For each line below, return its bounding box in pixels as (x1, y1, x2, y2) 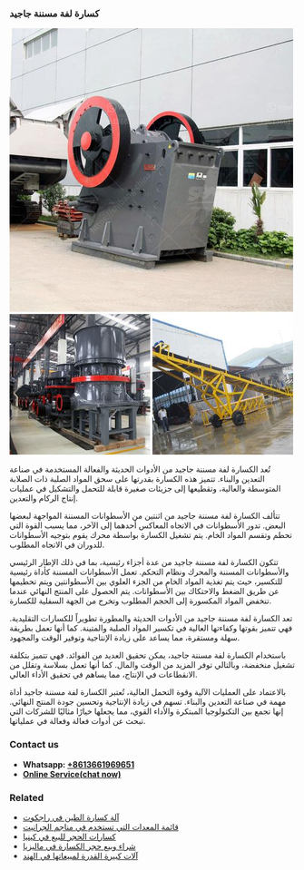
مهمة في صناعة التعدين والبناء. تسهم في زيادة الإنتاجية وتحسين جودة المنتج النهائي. (9, 697, 287, 708)
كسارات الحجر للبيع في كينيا (22, 831, 116, 842)
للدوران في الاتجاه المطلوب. (9, 539, 105, 551)
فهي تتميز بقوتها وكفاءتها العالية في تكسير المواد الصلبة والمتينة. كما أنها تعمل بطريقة (9, 622, 293, 633)
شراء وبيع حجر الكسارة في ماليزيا (22, 840, 136, 851)
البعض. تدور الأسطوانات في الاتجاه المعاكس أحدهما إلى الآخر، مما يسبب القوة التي (9, 520, 286, 531)
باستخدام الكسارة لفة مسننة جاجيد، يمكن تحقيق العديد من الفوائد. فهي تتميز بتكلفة (9, 650, 287, 660)
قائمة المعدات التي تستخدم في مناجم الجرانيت (22, 821, 180, 832)
